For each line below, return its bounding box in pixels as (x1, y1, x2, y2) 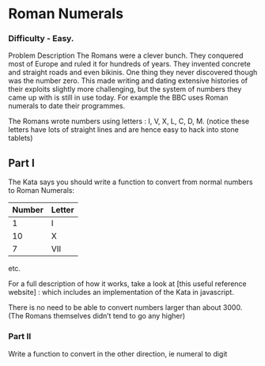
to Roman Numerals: (8, 186, 75, 195)
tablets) (8, 134, 33, 143)
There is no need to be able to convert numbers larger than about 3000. (8, 303, 243, 312)
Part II (8, 331, 32, 342)
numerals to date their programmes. (8, 101, 126, 111)
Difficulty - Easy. (8, 33, 74, 44)
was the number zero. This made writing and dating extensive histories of (8, 76, 248, 85)
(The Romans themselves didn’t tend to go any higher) (8, 311, 186, 321)
